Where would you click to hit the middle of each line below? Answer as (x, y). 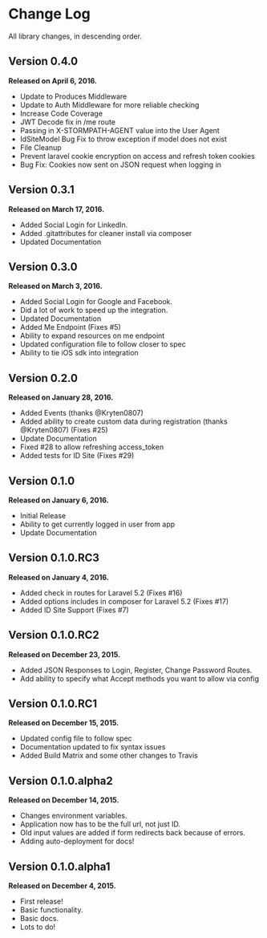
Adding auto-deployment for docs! (77, 841)
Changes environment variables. (73, 816)
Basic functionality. (51, 910)
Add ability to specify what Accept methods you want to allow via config (139, 678)
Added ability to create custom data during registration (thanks (124, 421)
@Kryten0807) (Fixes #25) (64, 430)
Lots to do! (38, 927)
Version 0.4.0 (43, 61)
